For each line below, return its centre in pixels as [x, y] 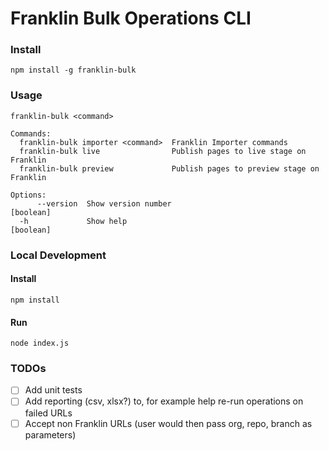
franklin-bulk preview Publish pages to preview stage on [169, 168]
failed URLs [48, 413]
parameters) [50, 434]
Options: [28, 195]
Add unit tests [53, 390]
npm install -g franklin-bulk [73, 70]
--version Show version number [104, 203]
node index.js [40, 343]
